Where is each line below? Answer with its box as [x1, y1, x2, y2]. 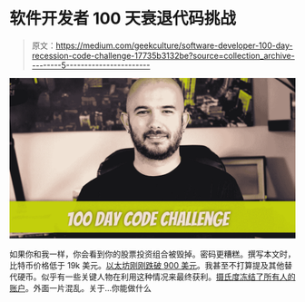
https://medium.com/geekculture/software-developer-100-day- [55, 40, 293, 51]
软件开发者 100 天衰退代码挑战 [9, 8, 237, 29]
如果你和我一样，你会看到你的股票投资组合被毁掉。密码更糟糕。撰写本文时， [9, 248, 296, 259]
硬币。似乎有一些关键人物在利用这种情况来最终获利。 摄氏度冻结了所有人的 [16, 271, 296, 282]
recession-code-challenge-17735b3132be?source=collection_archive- [31, 50, 295, 61]
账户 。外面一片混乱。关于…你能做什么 [9, 283, 152, 294]
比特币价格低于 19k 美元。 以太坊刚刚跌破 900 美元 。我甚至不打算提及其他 [9, 260, 285, 271]
